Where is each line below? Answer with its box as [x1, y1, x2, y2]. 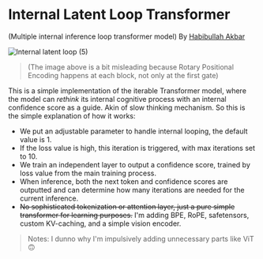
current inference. [19, 193, 79, 203]
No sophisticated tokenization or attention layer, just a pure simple [19, 201, 235, 211]
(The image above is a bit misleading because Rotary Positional [27, 62, 235, 72]
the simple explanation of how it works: [8, 111, 136, 120]
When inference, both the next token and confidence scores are [19, 176, 228, 186]
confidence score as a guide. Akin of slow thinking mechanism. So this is [8, 103, 246, 112]
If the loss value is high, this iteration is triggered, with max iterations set [19, 143, 255, 152]
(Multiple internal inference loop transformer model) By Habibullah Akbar [8, 32, 246, 41]
